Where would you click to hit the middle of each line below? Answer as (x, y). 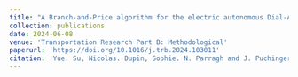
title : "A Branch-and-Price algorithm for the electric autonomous (137, 17)
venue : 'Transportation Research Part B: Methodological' (118, 42)
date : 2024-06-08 (41, 34)
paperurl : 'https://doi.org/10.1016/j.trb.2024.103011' (114, 50)
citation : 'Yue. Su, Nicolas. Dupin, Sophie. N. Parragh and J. (130, 58)
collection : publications (57, 26)
